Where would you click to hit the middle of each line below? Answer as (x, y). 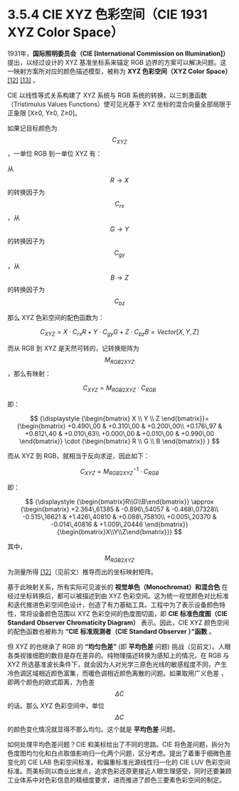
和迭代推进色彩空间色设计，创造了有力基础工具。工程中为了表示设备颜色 (113, 605)
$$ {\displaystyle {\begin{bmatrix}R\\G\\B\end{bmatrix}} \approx (119, 501)
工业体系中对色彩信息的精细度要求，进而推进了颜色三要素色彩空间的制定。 (116, 780)
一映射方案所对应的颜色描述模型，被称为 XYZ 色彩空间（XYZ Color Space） (119, 71)
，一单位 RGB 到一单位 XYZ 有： (55, 153)
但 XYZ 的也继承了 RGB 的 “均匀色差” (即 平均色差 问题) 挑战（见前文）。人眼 (119, 646)
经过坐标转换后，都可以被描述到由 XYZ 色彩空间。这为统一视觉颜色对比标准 (118, 595)
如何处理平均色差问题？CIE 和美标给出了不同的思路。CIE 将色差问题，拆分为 (119, 744)
